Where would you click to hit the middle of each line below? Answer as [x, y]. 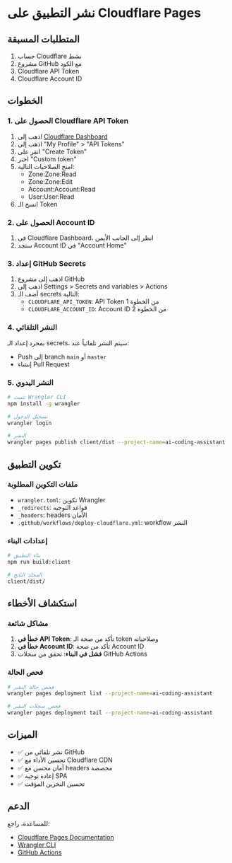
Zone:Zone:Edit [50, 181]
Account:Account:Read [62, 189]
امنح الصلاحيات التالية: [46, 166]
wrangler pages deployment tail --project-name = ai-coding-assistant [110, 713]
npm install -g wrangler [44, 404]
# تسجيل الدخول [28, 416]
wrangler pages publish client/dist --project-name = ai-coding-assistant [116, 442]
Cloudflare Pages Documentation [66, 837]
